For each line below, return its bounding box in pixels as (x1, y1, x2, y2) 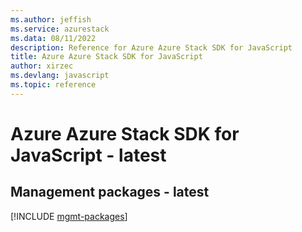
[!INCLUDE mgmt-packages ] (10, 210, 128, 222)
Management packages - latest (10, 184, 210, 201)
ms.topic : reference (10, 80, 97, 90)
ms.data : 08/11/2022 (10, 33, 97, 43)
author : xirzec (10, 61, 74, 71)
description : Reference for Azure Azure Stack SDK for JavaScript (10, 42, 293, 53)
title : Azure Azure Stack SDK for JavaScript (10, 52, 203, 62)
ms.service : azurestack (10, 24, 110, 34)
